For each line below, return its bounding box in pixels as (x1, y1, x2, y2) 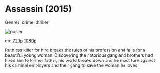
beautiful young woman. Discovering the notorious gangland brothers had (5, 52, 153, 58)
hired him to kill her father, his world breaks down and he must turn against (5, 57, 155, 63)
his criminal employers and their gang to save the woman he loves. (5, 62, 139, 68)
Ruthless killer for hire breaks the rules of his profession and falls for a (5, 47, 146, 53)
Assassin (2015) (5, 3, 72, 14)
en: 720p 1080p (5, 37, 36, 44)
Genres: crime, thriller (5, 19, 49, 25)
